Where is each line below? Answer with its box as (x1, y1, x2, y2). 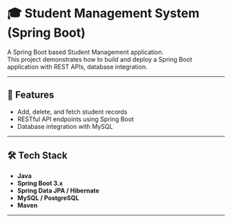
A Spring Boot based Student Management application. (7, 48, 164, 56)
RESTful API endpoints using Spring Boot (17, 115, 135, 123)
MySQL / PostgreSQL (17, 193, 79, 202)
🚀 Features (7, 89, 55, 101)
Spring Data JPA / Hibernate (17, 186, 100, 195)
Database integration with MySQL (17, 122, 113, 130)
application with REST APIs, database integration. (7, 62, 148, 71)
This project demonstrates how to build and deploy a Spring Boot (7, 55, 193, 63)
